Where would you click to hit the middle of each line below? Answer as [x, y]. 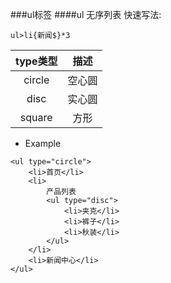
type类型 [36, 61]
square [36, 117]
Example [43, 143]
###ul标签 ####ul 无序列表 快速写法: [86, 14]
